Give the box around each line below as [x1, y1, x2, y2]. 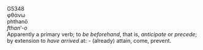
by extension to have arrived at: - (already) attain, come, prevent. [7, 37, 172, 44]
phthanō [7, 18, 28, 25]
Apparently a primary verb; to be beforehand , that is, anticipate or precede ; [7, 31, 197, 38]
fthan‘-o [7, 24, 28, 31]
